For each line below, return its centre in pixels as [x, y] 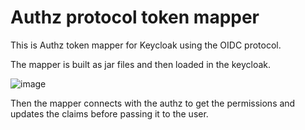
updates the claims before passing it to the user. [109, 113]
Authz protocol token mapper [135, 17]
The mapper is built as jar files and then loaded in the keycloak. [141, 64]
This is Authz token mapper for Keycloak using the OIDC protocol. [146, 45]
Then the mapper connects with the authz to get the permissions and [153, 103]
